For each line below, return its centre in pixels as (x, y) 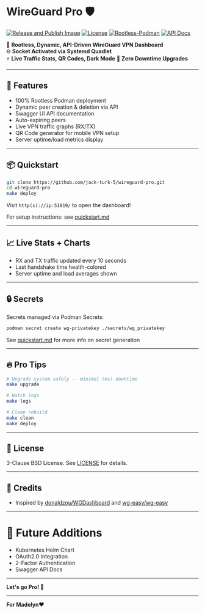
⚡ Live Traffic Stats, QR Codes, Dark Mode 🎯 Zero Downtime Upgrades (97, 58)
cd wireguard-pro (28, 188)
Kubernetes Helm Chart (45, 550)
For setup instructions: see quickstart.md (58, 217)
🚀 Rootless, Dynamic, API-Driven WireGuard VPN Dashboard (85, 45)
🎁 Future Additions (54, 533)
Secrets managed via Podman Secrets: (55, 317)
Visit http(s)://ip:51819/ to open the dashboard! (69, 205)
